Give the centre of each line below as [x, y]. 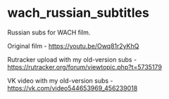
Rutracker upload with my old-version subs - [72, 59]
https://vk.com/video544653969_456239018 [73, 88]
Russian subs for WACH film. [49, 32]
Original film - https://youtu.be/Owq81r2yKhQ [73, 46]
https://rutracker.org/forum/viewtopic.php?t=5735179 [84, 67]
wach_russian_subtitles [78, 13]
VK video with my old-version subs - [61, 80]
